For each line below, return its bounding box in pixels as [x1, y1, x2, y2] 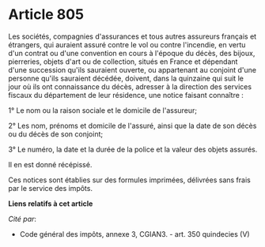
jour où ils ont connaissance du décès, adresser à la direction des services [8, 81, 252, 92]
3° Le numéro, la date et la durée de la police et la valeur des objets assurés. [8, 144, 258, 154]
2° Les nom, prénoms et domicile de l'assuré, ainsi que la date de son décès [8, 121, 257, 130]
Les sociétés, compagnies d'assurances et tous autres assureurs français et [8, 32, 257, 41]
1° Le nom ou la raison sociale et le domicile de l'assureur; [8, 105, 198, 115]
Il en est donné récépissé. [8, 159, 93, 169]
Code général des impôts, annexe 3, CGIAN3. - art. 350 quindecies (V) [19, 229, 251, 238]
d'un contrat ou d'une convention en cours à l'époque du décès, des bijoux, [8, 48, 256, 58]
